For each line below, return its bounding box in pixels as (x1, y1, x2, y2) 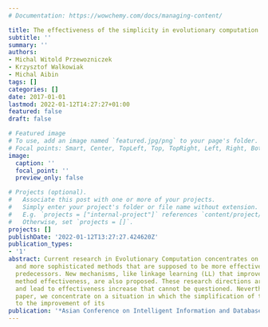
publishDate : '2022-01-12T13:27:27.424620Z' (8, 233, 159, 241)
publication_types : (8, 240, 73, 248)
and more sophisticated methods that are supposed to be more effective (15, 262, 262, 270)
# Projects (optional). (8, 188, 88, 196)
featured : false (8, 108, 62, 116)
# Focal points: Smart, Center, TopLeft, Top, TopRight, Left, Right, (8, 144, 248, 152)
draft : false (8, 115, 52, 124)
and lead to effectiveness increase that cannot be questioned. (15, 285, 234, 293)
